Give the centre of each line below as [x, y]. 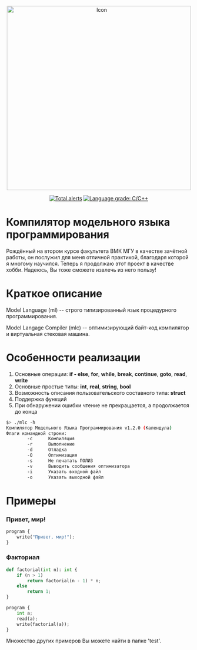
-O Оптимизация [52, 456]
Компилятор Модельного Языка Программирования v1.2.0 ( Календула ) [89, 428]
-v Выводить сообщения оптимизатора [79, 466]
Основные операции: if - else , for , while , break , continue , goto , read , [101, 374]
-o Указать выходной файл [66, 477]
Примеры [31, 501]
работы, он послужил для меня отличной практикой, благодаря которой [98, 257]
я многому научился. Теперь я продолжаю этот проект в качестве [90, 263]
